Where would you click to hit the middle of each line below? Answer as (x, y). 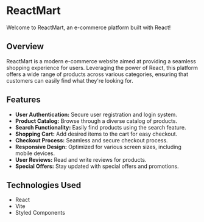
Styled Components (40, 213)
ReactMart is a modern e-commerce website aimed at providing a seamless (101, 61)
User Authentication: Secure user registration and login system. (96, 114)
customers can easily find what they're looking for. (70, 80)
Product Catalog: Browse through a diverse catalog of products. (96, 121)
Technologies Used (44, 185)
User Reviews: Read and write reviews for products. (81, 159)
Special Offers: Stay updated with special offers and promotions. (97, 166)
